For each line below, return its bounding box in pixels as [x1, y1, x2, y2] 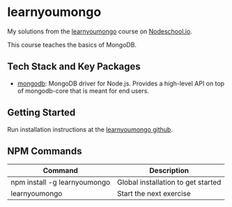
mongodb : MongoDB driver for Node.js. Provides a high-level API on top [17, 79, 225, 88]
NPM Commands [7, 145, 82, 157]
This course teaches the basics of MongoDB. [7, 40, 137, 49]
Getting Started [7, 107, 76, 119]
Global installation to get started [117, 178, 222, 188]
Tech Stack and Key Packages [7, 60, 141, 73]
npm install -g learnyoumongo [10, 178, 111, 188]
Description [149, 166, 190, 176]
